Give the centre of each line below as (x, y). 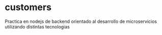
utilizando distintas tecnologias (37, 26)
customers (28, 7)
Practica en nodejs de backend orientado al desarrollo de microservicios (81, 21)
